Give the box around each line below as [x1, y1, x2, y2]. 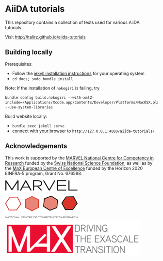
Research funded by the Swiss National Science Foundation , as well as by [5, 160, 153, 166]
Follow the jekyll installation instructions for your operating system [12, 70, 145, 76]
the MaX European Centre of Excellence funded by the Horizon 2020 [5, 165, 143, 171]
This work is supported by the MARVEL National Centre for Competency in [5, 155, 154, 161]
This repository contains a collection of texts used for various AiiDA [5, 19, 140, 25]
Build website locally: [5, 113, 48, 119]
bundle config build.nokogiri [5, 95, 66, 100]
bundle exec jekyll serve [12, 123, 65, 128]
